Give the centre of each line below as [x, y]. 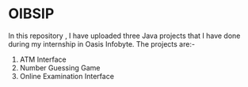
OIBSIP [31, 14]
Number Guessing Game [60, 67]
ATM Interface [43, 59]
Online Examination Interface [67, 76]
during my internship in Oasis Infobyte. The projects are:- [102, 43]
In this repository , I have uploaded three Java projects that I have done [124, 36]
